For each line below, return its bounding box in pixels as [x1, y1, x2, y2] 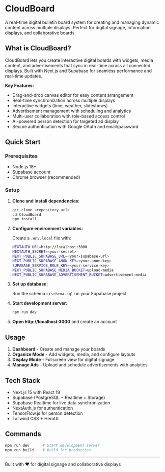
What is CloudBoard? [5, 44, 71, 52]
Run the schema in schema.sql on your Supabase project [12, 291, 127, 297]
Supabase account [12, 169, 51, 175]
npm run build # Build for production [5, 447, 91, 452]
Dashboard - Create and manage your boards [12, 346, 106, 352]
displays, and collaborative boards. [5, 30, 76, 36]
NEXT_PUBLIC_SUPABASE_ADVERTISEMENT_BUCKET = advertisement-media [12, 272, 147, 277]
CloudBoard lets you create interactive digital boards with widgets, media [5, 57, 153, 63]
